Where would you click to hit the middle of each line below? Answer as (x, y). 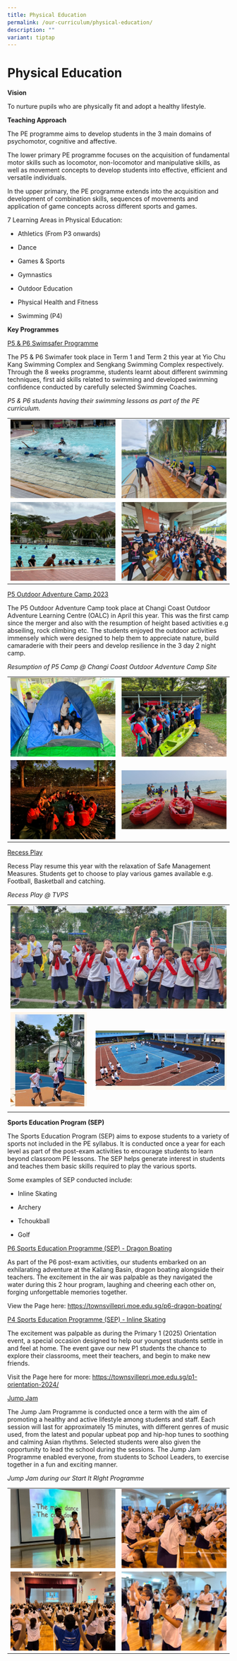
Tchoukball (34, 1220)
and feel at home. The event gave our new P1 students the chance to (107, 1348)
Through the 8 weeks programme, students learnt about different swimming (117, 372)
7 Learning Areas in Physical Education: (65, 220)
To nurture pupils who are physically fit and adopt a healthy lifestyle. (107, 107)
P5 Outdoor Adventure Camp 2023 (58, 594)
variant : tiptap (31, 37)
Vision (17, 93)
